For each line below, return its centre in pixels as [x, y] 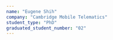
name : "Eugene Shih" [32, 11]
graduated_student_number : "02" [46, 28]
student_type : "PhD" [32, 22]
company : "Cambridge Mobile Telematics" [57, 17]
